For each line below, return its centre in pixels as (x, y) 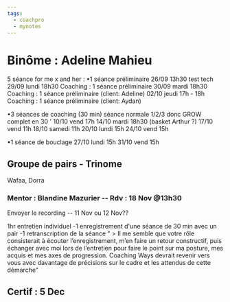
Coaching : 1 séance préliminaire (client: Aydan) (74, 101)
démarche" (23, 270)
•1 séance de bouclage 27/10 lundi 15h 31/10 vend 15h (83, 142)
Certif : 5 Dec (36, 291)
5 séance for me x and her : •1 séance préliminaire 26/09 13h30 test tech (111, 79)
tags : (15, 13)
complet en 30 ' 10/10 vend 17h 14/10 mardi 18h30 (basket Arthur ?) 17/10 (110, 121)
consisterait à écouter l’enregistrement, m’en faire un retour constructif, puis (114, 241)
